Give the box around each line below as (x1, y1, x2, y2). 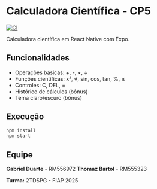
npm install (6, 127, 36, 133)
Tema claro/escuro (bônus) (14, 94, 83, 101)
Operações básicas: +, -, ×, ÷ (14, 69, 88, 76)
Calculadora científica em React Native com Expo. (6, 35, 130, 42)
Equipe (6, 150, 33, 160)
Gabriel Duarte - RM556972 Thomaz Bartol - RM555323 (6, 166, 147, 173)
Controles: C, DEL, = (14, 81, 66, 89)
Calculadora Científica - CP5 (6, 4, 151, 18)
